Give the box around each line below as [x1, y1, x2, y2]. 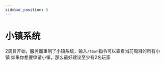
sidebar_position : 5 [5, 7, 49, 12]
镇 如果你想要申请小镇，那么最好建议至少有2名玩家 [5, 54, 111, 60]
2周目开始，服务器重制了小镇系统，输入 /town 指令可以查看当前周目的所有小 [5, 48, 160, 54]
